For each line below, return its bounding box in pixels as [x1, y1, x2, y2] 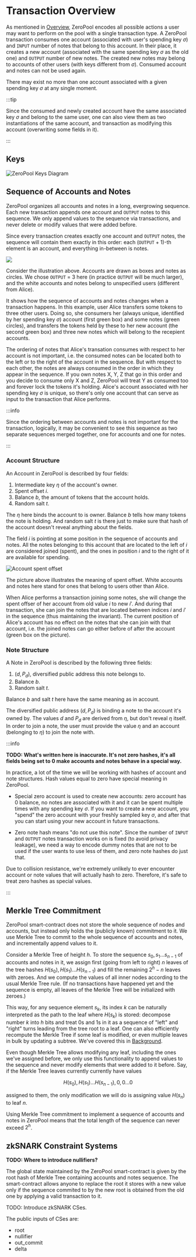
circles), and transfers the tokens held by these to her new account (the [6, 322, 178, 329]
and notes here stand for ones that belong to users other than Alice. [6, 583, 169, 590]
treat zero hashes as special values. [6, 877, 92, 885]
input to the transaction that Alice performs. [6, 395, 111, 402]
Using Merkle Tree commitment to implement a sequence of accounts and [6, 1111, 185, 1118]
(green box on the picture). [6, 631, 71, 638]
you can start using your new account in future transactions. [14, 817, 160, 824]
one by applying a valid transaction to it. [6, 1193, 102, 1200]
